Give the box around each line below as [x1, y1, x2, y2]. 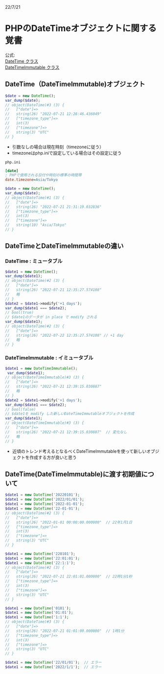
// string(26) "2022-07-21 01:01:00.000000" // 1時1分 [5, 628, 124, 633]
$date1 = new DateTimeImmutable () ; [5, 366, 78, 371]
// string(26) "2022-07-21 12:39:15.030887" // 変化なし [5, 429, 127, 435]
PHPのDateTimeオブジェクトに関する [5, 23, 157, 34]
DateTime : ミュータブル [5, 258, 63, 265]
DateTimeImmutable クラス [5, 64, 60, 70]
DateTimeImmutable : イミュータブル [5, 354, 94, 361]
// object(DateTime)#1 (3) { [5, 195, 65, 200]
